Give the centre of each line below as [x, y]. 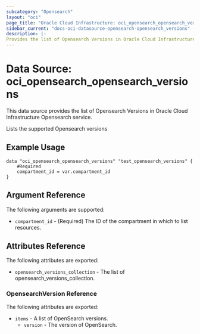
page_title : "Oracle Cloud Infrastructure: [61, 23]
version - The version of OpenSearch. [70, 324]
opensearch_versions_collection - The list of [70, 272]
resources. [28, 227]
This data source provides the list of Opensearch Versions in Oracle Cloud [97, 110]
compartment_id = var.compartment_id [64, 171]
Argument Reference [46, 195]
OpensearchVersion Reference [51, 294]
